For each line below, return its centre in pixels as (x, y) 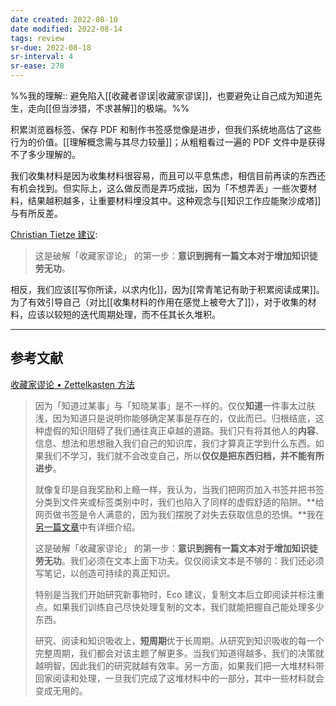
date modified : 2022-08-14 (66, 29)
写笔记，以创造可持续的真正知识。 (105, 573)
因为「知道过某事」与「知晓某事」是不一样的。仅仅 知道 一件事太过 (170, 405)
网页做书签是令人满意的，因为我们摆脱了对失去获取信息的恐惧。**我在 (179, 514)
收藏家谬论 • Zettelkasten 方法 (73, 384)
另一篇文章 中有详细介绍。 (87, 527)
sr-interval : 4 (42, 57)
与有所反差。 (36, 213)
